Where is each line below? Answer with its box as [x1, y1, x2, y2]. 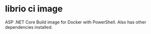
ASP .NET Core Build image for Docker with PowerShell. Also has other [5, 19, 147, 25]
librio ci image [5, 3, 63, 14]
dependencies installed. [5, 24, 53, 30]
